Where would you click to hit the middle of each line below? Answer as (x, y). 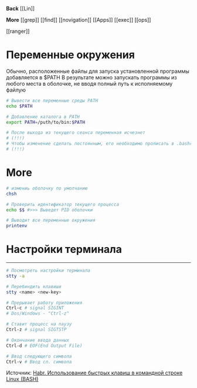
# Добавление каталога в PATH (43, 117)
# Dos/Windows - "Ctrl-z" (38, 313)
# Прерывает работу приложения (44, 303)
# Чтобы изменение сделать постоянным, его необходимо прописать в (90, 144)
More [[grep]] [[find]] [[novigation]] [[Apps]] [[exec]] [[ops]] (79, 20)
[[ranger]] (18, 31)
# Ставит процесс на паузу (39, 324)
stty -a (16, 276)
